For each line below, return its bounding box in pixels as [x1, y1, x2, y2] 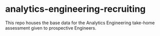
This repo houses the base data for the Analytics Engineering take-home [5, 20, 155, 26]
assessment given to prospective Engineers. [5, 25, 96, 31]
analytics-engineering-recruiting [5, 3, 146, 15]
